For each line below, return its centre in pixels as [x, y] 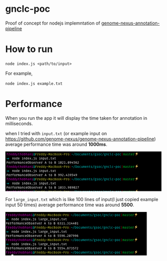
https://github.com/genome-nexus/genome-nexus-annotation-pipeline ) [81, 139]
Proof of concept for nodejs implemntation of [53, 23]
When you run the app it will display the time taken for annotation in [76, 118]
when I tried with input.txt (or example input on [56, 133]
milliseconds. [19, 123]
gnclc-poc [28, 9]
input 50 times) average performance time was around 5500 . [70, 205]
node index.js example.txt [34, 83]
